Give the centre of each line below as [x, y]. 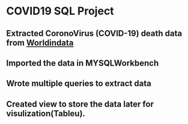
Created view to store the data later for [80, 104]
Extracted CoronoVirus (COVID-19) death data [94, 33]
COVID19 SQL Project [60, 11]
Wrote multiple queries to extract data [79, 83]
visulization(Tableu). [46, 113]
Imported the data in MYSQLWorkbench [83, 63]
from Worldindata [40, 42]
